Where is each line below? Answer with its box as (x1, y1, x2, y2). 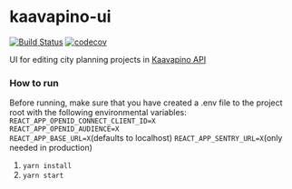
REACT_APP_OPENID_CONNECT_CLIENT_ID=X (9, 116, 156, 126)
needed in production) (9, 143, 93, 154)
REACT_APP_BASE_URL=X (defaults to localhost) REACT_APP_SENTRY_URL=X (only (9, 133, 283, 144)
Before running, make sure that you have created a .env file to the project (9, 97, 283, 108)
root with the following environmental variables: (9, 107, 188, 118)
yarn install (22, 162, 73, 171)
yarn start (22, 171, 64, 181)
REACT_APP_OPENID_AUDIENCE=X (9, 124, 120, 134)
